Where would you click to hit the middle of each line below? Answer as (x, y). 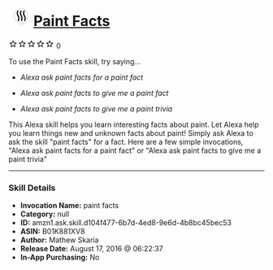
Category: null (45, 214)
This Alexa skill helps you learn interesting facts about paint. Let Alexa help (134, 124)
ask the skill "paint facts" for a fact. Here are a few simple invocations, (126, 142)
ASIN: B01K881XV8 (52, 232)
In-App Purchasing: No (60, 257)
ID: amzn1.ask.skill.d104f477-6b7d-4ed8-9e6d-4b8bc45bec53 (126, 223)
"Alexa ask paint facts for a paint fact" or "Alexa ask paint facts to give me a (135, 150)
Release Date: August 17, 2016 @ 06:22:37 (92, 249)
